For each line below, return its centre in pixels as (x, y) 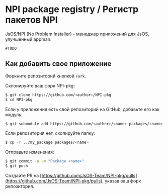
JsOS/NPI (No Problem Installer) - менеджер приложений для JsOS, (77, 34)
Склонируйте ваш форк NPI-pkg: (40, 85)
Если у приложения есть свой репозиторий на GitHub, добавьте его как (82, 109)
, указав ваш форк (122, 181)
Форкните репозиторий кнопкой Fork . (46, 76)
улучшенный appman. (28, 39)
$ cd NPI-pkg (19, 100)
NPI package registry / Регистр (72, 9)
